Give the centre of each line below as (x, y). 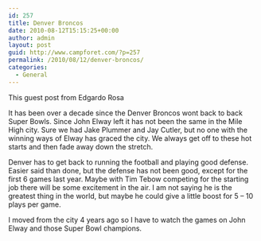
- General (31, 75)
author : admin (32, 38)
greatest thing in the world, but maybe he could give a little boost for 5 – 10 (131, 196)
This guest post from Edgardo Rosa (66, 97)
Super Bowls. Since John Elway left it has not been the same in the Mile (125, 121)
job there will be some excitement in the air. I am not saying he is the (120, 187)
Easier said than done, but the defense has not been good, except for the (128, 170)
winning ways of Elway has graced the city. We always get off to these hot (130, 138)
